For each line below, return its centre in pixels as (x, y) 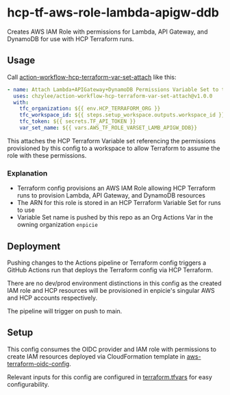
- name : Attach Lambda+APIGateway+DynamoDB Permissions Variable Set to (113, 89)
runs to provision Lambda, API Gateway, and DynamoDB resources (111, 195)
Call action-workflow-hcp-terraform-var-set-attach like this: (92, 77)
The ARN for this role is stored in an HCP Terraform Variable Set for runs (119, 203)
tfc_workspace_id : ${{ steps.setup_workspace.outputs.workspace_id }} (122, 115)
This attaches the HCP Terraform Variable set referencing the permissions (112, 141)
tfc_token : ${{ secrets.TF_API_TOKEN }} (78, 121)
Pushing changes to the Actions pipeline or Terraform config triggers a (107, 263)
